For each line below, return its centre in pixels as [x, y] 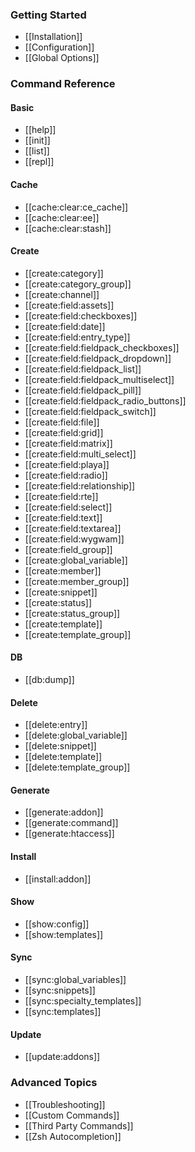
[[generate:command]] [71, 823]
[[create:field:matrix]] [68, 443]
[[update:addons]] [62, 1057]
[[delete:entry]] [56, 725]
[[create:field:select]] [68, 507]
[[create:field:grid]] [64, 432]
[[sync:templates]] [63, 1012]
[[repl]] [39, 162]
